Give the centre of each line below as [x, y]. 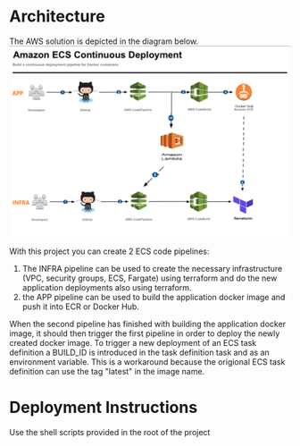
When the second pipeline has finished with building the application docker [148, 324]
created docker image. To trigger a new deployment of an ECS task [133, 343]
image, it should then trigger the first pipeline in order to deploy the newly [145, 333]
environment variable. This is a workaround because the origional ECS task [147, 362]
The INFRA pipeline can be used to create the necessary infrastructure [152, 269]
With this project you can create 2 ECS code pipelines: [109, 251]
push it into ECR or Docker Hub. [81, 307]
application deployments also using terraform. [107, 287]
